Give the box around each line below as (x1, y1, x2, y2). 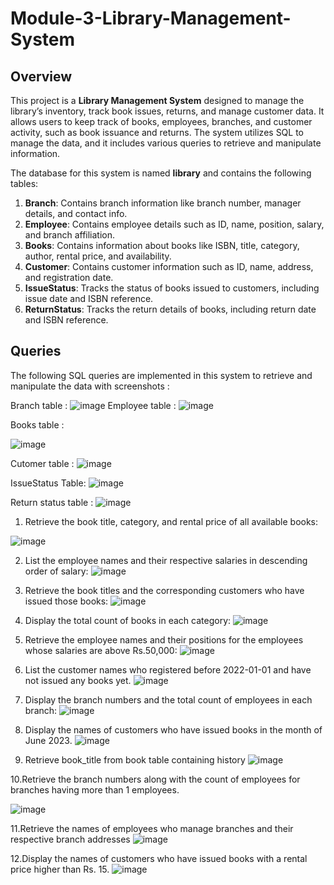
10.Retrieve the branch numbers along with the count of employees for (10, 773, 301, 785)
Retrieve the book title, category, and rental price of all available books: (24, 515, 319, 527)
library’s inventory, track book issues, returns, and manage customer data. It (10, 105, 325, 117)
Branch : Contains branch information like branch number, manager (24, 197, 302, 209)
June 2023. (24, 734, 73, 746)
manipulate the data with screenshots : (10, 380, 170, 392)
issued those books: (24, 595, 109, 607)
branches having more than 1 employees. (10, 783, 180, 796)
